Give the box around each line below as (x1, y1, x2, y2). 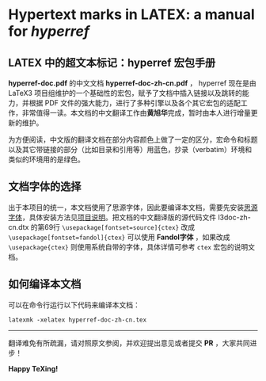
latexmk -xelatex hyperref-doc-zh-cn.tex (8, 315, 147, 324)
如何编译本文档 (8, 277, 82, 291)
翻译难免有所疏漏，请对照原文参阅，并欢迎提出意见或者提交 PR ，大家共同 (8, 338, 251, 348)
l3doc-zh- (217, 212, 251, 222)
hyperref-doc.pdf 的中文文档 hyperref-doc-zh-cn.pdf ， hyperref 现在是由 (8, 78, 256, 88)
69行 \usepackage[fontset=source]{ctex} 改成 (44, 222, 196, 231)
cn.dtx (8, 222, 29, 231)
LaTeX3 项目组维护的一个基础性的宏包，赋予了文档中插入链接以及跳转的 (8, 89, 243, 97)
